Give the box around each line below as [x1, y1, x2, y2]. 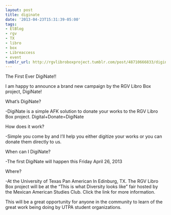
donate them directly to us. [5, 139, 62, 145]
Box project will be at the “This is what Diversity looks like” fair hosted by [5, 183, 158, 190]
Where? [5, 168, 22, 174]
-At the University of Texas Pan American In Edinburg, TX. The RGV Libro [5, 178, 159, 185]
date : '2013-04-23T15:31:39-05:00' [5, 17, 81, 22]
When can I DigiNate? [5, 148, 51, 155]
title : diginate [5, 12, 40, 17]
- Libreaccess [5, 50, 36, 55]
